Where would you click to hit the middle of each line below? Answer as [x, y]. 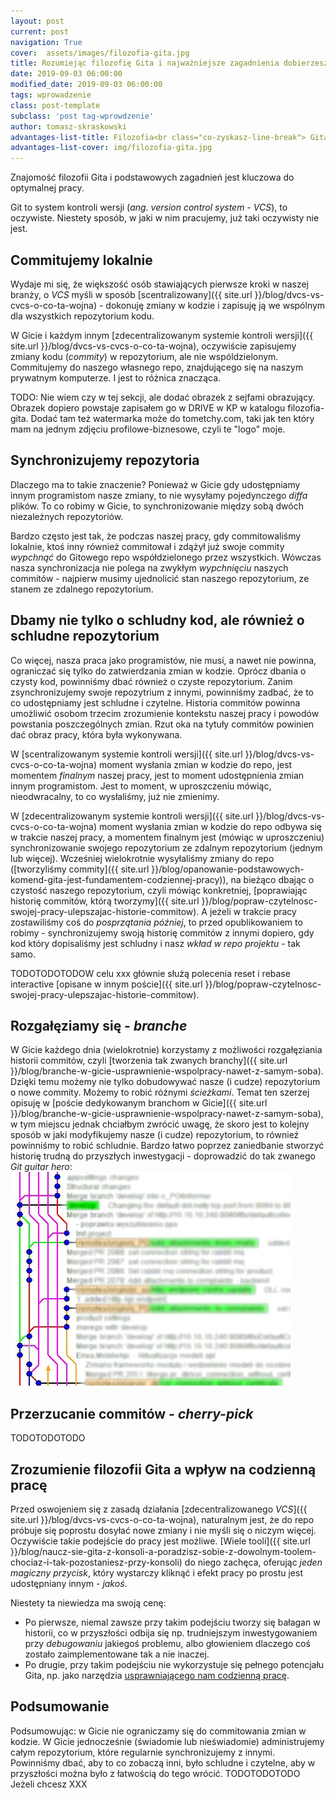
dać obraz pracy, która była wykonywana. [96, 734]
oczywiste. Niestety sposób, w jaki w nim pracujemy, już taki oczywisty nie [165, 218]
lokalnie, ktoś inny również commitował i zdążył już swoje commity [147, 546]
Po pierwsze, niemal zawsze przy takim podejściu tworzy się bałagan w [172, 1622]
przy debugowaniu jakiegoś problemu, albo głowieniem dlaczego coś [167, 1643]
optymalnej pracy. [47, 188]
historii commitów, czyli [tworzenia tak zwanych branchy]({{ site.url [149, 1061]
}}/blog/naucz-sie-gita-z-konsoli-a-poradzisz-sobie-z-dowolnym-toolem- [163, 1551]
